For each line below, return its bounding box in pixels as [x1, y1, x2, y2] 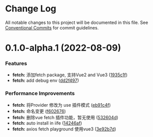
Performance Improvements [5, 90, 75, 97]
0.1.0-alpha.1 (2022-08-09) [5, 42, 121, 54]
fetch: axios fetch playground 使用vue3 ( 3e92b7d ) [12, 126, 116, 132]
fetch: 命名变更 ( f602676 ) [12, 108, 66, 114]
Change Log [5, 3, 56, 14]
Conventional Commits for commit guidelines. [5, 24, 99, 30]
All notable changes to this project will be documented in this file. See [5, 19, 149, 25]
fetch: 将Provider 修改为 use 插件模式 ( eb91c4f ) [12, 102, 111, 108]
